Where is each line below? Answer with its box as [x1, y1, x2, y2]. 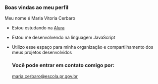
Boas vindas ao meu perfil [4, 4, 69, 11]
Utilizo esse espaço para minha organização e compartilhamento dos [11, 44, 154, 50]
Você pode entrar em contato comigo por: [11, 62, 115, 69]
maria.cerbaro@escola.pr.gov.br [11, 73, 78, 79]
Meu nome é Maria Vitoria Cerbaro [4, 15, 75, 21]
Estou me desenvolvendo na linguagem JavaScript [11, 34, 115, 41]
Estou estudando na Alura [11, 25, 65, 31]
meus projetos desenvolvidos [11, 49, 72, 56]
